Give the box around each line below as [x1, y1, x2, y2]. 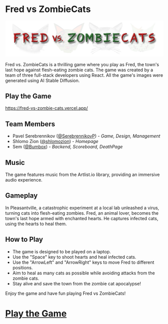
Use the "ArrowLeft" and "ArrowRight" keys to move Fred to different [12, 259, 154, 265]
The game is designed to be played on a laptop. [12, 248, 111, 254]
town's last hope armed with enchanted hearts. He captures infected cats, [5, 215, 158, 221]
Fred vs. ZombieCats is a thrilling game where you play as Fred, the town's [5, 61, 159, 67]
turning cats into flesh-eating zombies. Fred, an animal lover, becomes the [5, 210, 159, 216]
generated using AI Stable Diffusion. [5, 77, 80, 83]
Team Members [5, 119, 55, 128]
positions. [12, 264, 33, 270]
